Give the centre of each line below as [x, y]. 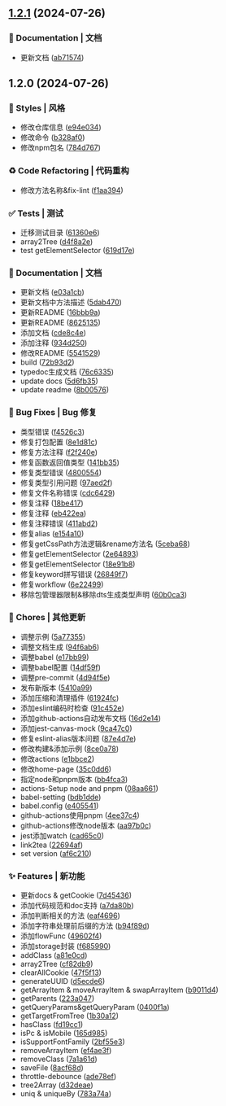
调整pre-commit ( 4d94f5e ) [65, 677]
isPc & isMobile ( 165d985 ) [64, 1034]
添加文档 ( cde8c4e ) [53, 333]
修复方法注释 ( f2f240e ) [59, 452]
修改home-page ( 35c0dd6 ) [66, 769]
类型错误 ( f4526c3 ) [52, 431]
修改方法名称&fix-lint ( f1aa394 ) [72, 190]
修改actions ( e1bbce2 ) [57, 758]
